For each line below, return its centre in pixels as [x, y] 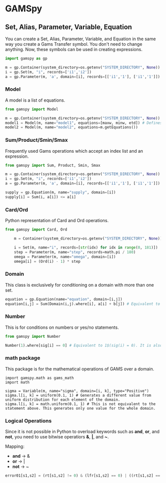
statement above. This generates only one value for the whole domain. [80, 408]
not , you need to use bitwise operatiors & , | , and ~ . [57, 437]
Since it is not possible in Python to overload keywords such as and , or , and [82, 431]
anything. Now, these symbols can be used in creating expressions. [74, 49]
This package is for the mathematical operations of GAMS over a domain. [80, 369]
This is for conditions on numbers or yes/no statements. [62, 327]
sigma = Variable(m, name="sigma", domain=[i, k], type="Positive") [77, 391]
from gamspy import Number [33, 336]
